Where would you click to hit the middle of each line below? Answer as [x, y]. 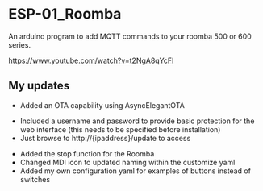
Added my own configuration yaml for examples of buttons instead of [136, 171]
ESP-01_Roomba [65, 14]
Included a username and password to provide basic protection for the [137, 121]
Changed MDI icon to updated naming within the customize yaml [127, 162]
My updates [39, 86]
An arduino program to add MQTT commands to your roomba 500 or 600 [130, 36]
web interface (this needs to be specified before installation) [120, 129]
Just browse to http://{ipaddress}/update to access [105, 138]
